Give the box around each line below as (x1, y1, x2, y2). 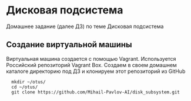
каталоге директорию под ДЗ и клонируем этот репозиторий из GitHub (6, 68, 186, 75)
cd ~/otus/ (11, 84, 38, 90)
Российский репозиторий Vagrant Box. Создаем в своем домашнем (6, 61, 177, 68)
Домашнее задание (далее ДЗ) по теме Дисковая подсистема (6, 23, 164, 30)
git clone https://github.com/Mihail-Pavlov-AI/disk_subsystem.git (11, 89, 180, 95)
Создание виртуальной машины (6, 40, 132, 50)
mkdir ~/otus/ (11, 79, 46, 85)
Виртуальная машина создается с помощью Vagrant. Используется (6, 55, 176, 62)
